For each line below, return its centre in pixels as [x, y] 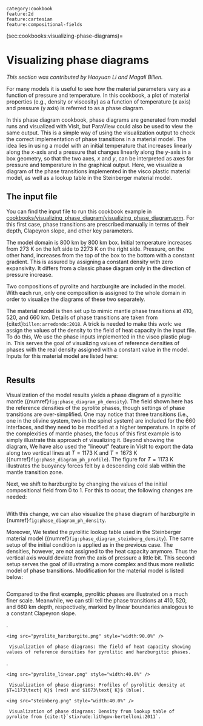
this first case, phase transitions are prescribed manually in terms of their [98, 224]
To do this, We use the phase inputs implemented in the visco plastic [92, 337]
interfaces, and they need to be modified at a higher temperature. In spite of [101, 427]
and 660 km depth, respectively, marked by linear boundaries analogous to [100, 607]
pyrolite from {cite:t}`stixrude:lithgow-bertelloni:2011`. [84, 717]
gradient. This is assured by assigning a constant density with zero [90, 262]
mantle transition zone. [35, 472]
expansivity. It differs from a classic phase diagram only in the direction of [98, 268]
